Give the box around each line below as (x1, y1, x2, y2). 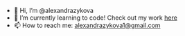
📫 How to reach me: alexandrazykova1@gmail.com (13, 21, 161, 29)
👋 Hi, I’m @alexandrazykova (13, 7, 94, 14)
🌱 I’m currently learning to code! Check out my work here (13, 14, 178, 22)
